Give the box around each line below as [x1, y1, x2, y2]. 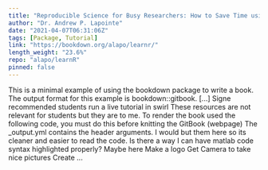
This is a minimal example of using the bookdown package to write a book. [8, 85, 254, 95]
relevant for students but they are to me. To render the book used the [8, 110, 236, 120]
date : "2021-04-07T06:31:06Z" [8, 26, 109, 34]
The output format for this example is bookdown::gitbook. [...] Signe [8, 93, 231, 103]
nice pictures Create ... [8, 153, 84, 162]
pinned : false [8, 64, 56, 71]
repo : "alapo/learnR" [8, 56, 81, 64]
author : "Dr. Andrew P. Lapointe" [8, 19, 124, 27]
